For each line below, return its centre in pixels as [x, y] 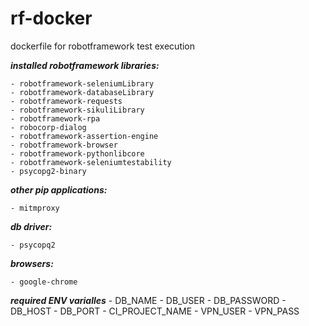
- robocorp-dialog [48, 127]
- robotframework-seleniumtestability [91, 162]
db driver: [31, 226]
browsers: [32, 263]
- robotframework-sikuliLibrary [77, 110]
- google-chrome [44, 282]
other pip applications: [59, 189]
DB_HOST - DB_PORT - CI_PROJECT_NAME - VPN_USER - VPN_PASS [155, 311]
